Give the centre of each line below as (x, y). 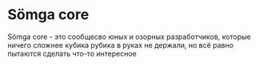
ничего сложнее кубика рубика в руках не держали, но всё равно (120, 45)
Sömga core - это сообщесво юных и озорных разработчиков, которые (129, 37)
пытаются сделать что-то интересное (72, 53)
